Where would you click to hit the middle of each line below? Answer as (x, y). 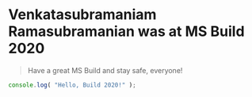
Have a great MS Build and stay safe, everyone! (105, 70)
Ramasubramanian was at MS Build (126, 31)
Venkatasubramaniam (82, 15)
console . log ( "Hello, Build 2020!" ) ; (72, 85)
